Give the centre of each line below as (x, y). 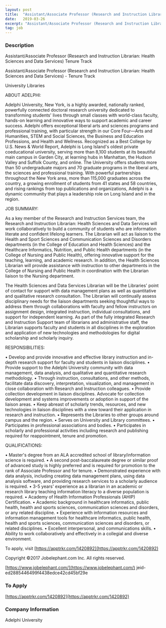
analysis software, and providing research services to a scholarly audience (81, 481)
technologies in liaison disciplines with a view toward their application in (78, 410)
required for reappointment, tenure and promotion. (57, 436)
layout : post (19, 10)
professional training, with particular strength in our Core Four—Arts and (79, 131)
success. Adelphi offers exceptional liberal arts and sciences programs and (82, 126)
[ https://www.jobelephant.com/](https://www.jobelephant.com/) (70, 568)
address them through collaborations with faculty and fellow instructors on (81, 307)
